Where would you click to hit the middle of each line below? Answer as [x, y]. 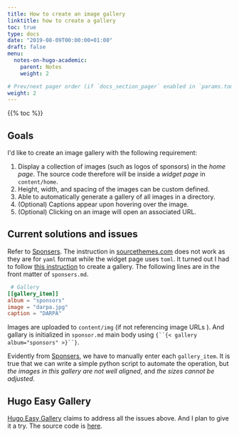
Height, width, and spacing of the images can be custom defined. [113, 189]
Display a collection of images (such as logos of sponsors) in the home [122, 167]
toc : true [22, 27]
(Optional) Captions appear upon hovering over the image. [103, 204]
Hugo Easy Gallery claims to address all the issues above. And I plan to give [118, 418]
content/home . [38, 181]
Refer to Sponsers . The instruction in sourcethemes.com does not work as [116, 251]
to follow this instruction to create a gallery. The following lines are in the [114, 266]
